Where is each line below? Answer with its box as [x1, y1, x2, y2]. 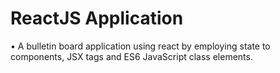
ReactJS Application [10, 7, 184, 30]
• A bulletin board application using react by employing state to [10, 40, 271, 52]
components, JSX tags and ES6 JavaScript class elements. [10, 50, 253, 62]
